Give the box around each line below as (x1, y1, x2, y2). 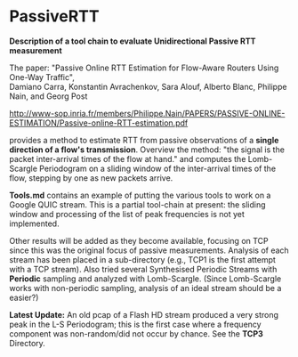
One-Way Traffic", (9, 71, 76, 82)
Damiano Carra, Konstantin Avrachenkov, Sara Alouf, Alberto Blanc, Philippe (9, 81, 287, 92)
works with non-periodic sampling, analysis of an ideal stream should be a (9, 282, 282, 293)
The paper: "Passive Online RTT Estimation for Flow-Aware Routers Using (9, 62, 279, 73)
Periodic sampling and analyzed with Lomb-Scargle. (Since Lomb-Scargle (9, 273, 282, 284)
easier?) (9, 292, 39, 303)
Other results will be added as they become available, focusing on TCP (9, 235, 269, 246)
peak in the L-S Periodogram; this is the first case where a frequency (9, 319, 262, 329)
